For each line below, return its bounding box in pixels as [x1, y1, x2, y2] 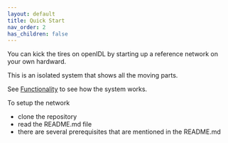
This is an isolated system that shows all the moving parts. [7, 71, 178, 80]
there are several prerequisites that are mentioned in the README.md [17, 127, 222, 136]
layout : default [7, 10, 55, 18]
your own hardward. [7, 58, 66, 66]
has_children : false [7, 30, 69, 38]
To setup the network [7, 99, 70, 107]
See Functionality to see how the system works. [7, 85, 148, 93]
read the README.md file [17, 120, 92, 129]
